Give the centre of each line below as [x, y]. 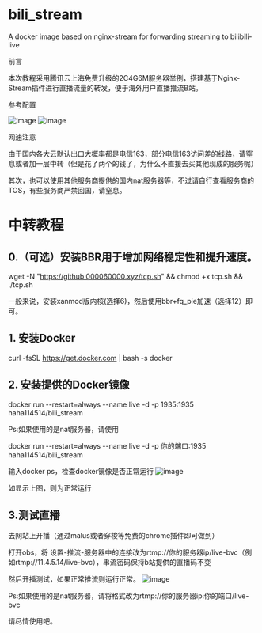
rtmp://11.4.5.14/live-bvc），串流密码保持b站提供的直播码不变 [113, 563]
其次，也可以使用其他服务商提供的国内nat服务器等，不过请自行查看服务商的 [131, 180]
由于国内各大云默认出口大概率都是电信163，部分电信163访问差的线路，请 [127, 154]
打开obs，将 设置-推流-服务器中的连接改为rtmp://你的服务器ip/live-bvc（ [127, 552]
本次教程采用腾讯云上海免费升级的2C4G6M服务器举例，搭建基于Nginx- [124, 78]
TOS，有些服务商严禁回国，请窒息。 [67, 190]
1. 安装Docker [42, 338]
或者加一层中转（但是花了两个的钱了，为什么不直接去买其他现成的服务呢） [136, 163]
